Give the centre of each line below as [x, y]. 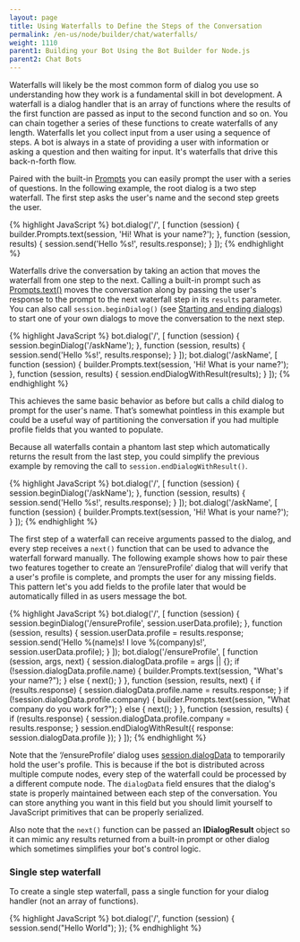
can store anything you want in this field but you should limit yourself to [141, 803]
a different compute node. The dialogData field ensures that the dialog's [142, 784]
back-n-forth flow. [43, 161]
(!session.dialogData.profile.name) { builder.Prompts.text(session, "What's [146, 671]
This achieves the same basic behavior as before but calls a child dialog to [146, 401]
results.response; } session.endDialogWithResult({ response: [122, 728]
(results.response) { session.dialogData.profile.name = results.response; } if [149, 690]
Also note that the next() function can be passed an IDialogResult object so [150, 830]
